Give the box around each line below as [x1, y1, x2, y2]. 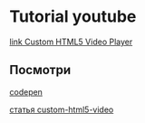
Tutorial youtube [9, 6, 137, 27]
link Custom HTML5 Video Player [9, 36, 133, 47]
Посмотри [9, 62, 72, 78]
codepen [9, 86, 43, 97]
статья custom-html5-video [9, 104, 114, 115]
